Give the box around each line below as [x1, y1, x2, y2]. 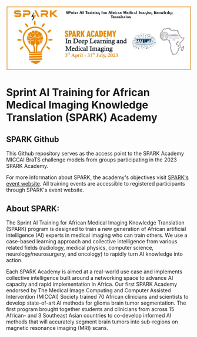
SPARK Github [6, 134, 59, 144]
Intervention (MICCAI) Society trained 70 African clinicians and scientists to [6, 293, 189, 300]
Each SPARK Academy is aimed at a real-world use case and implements [6, 268, 182, 275]
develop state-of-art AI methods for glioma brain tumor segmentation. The [6, 299, 186, 306]
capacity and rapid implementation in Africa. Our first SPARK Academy [6, 280, 178, 288]
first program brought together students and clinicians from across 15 [6, 306, 175, 313]
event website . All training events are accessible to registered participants [6, 180, 185, 187]
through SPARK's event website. [6, 186, 84, 194]
